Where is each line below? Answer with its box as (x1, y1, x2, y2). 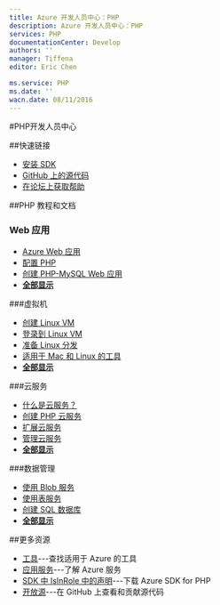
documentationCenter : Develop (9, 37, 122, 47)
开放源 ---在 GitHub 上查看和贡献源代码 (21, 586, 164, 597)
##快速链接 (9, 140, 51, 150)
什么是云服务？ (21, 399, 77, 410)
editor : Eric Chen (9, 63, 77, 72)
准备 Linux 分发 (21, 339, 78, 350)
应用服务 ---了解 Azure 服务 (21, 564, 122, 575)
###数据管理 (9, 463, 56, 473)
